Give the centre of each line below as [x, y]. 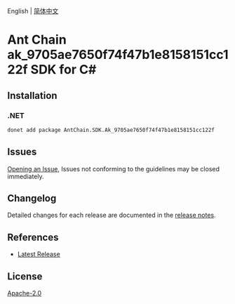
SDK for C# [63, 70]
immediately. [26, 176]
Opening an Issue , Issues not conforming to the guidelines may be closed [113, 168]
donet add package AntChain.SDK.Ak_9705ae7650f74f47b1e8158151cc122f [111, 130]
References [33, 237]
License [25, 276]
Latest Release [39, 254]
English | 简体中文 [33, 11]
